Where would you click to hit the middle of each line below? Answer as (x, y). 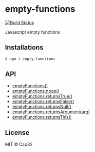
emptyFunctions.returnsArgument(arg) (51, 112)
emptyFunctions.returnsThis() (42, 117)
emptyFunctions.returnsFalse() (43, 101)
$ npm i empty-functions (30, 59)
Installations (24, 48)
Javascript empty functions (32, 32)
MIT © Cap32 (19, 144)
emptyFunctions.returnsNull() (42, 107)
